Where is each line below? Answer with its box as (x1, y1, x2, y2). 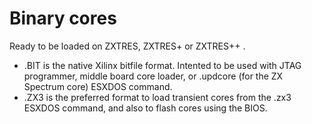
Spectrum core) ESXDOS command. (23, 80, 173, 92)
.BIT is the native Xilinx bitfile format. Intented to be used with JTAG (23, 59, 302, 71)
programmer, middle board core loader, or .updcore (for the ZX (23, 70, 284, 82)
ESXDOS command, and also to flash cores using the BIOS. (23, 102, 268, 114)
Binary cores (9, 7, 117, 30)
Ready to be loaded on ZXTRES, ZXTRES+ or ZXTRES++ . (9, 40, 246, 52)
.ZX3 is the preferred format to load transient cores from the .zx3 (23, 91, 292, 103)
